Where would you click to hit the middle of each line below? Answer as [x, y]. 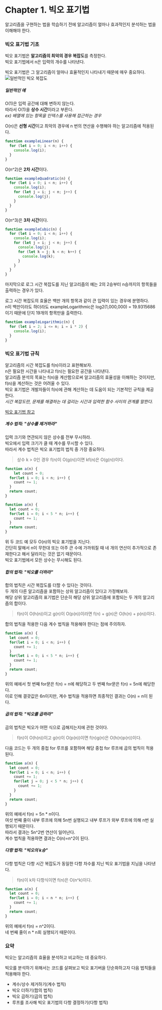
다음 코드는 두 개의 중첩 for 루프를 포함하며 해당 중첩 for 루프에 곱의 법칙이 [75, 748]
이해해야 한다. [18, 30]
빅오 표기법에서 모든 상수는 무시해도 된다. [44, 560]
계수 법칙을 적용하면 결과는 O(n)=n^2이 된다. [47, 838]
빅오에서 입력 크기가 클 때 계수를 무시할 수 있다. [50, 443]
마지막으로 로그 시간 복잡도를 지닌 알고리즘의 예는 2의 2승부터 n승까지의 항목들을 [81, 284]
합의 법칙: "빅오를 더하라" [29, 572]
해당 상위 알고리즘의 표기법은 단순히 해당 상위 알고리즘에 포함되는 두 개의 [73, 597]
